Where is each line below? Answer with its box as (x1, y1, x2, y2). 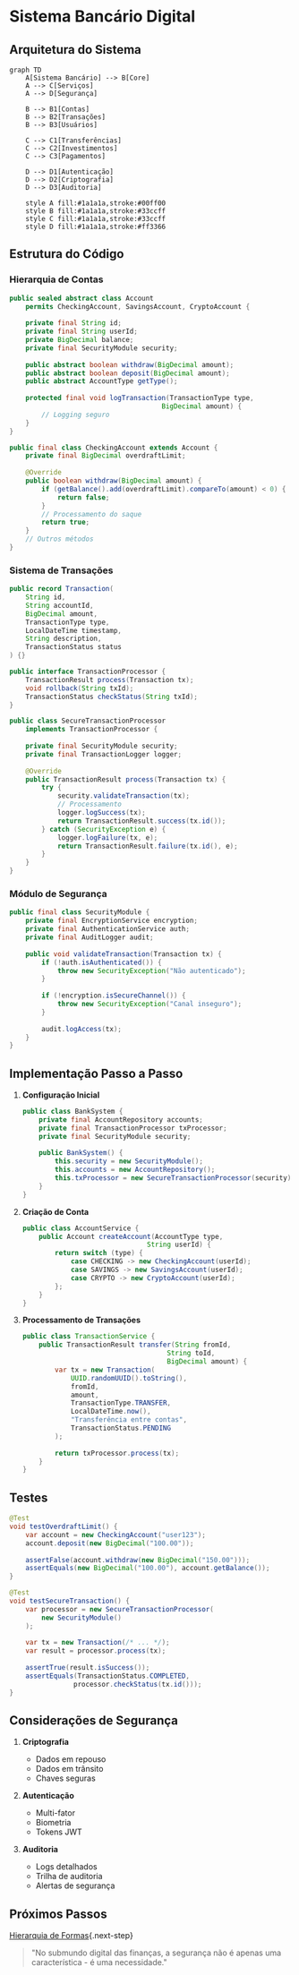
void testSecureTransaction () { (9, 1596, 130, 1606)
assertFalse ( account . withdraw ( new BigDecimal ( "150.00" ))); (25, 1555, 251, 1564)
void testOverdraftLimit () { (9, 1522, 118, 1532)
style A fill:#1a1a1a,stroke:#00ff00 (25, 199, 167, 208)
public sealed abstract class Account (9, 294, 154, 303)
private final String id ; (25, 319, 123, 328)
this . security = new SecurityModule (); (55, 1157, 204, 1166)
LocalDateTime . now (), (70, 1407, 151, 1416)
